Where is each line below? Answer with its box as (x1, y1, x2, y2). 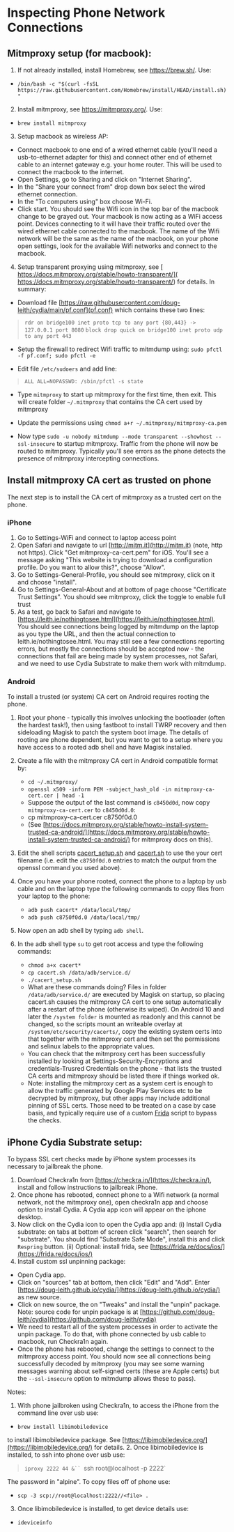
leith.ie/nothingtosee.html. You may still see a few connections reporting (17, 637, 225, 646)
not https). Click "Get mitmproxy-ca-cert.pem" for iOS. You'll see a (17, 548, 209, 557)
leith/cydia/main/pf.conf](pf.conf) (17, 306, 114, 314)
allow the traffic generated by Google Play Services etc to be (27, 1087, 203, 1095)
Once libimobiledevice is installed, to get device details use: (17, 1505, 189, 1513)
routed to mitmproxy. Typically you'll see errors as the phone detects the (17, 447, 226, 455)
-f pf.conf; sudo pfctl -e (17, 353, 96, 359)
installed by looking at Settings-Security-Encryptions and (27, 1057, 192, 1065)
